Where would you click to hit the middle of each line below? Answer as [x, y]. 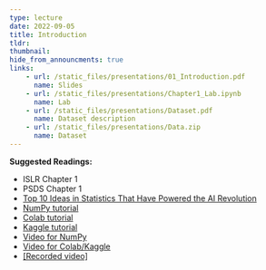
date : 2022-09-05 [42, 26]
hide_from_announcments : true [67, 60]
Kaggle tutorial [50, 227]
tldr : [20, 43]
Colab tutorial [48, 217]
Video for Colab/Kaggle [66, 246]
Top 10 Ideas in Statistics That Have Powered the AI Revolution [139, 198]
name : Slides [58, 85]
